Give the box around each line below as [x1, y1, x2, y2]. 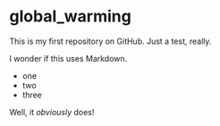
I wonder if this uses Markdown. [9, 53, 128, 63]
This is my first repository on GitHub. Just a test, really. [9, 36, 212, 46]
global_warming [9, 6, 131, 27]
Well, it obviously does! [9, 106, 95, 117]
